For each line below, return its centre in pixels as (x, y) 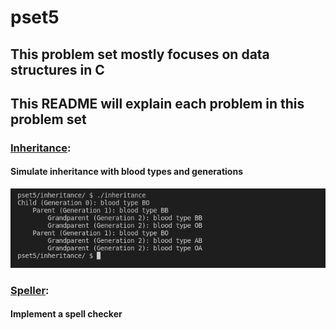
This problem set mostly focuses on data (140, 54)
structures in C (57, 69)
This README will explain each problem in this (157, 103)
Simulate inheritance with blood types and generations (127, 172)
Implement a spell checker (66, 314)
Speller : (30, 290)
